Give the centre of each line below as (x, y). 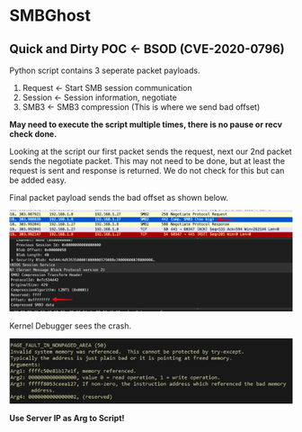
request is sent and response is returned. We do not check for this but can (147, 171)
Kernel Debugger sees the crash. (71, 326)
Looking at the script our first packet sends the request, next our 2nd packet (151, 151)
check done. (33, 134)
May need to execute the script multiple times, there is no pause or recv (146, 124)
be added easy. (38, 180)
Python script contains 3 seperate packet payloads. (105, 70)
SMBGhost (50, 16)
